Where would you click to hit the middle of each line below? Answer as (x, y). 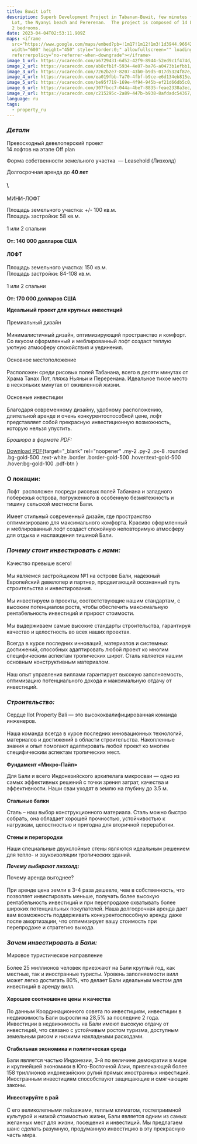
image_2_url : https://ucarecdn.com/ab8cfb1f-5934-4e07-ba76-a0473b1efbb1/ (100, 66)
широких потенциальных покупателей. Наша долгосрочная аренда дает (97, 908)
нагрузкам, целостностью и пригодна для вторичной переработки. (91, 824)
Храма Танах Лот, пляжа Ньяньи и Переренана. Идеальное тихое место (97, 378)
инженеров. (22, 721)
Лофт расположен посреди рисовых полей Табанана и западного (89, 492)
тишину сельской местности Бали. (50, 504)
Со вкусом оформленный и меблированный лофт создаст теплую (89, 341)
